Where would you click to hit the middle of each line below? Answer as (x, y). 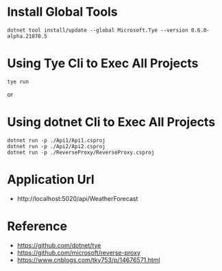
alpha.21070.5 (27, 36)
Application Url (51, 180)
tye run (18, 82)
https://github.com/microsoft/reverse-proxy (79, 252)
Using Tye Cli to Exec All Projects (103, 63)
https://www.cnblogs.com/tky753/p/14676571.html (88, 260)
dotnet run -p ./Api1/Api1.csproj (57, 140)
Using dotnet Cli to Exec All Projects (111, 122)
